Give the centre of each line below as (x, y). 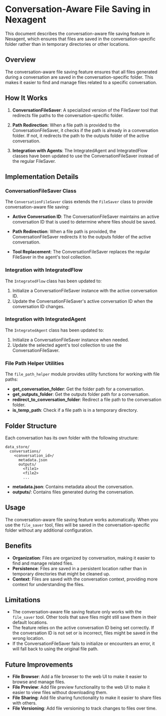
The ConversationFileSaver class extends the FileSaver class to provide (79, 202)
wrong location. (28, 638)
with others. (25, 703)
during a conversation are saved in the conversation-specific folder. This (79, 77)
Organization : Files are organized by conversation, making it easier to (83, 558)
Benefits (19, 546)
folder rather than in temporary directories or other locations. (67, 44)
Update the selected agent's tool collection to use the (67, 345)
